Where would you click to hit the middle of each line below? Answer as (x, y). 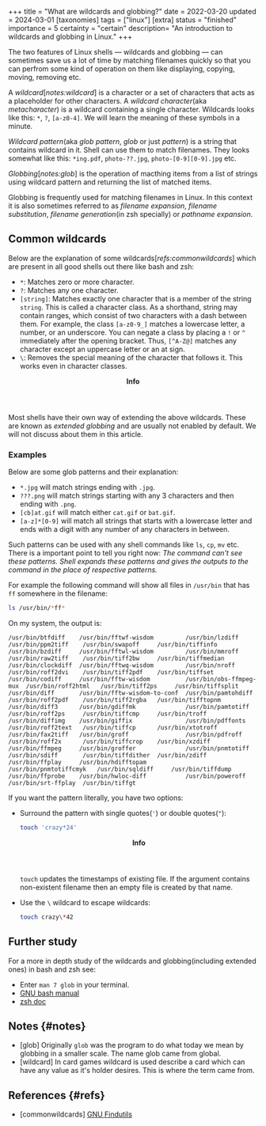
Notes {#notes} (47, 1026)
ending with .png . (48, 504)
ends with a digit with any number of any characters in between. (124, 529)
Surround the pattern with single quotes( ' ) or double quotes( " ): (123, 813)
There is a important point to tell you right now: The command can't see (125, 553)
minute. (21, 126)
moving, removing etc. (45, 77)
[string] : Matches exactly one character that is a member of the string (135, 298)
